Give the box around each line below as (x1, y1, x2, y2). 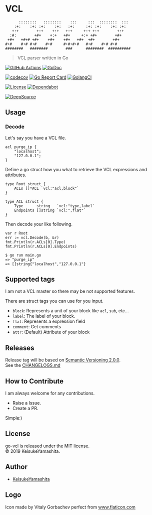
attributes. (5, 172, 26, 178)
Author (5, 463, 27, 471)
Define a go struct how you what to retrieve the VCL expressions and (5, 166, 147, 172)
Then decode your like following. (5, 221, 73, 227)
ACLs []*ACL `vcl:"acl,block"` (14, 186, 79, 191)
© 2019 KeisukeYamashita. (5, 448, 60, 454)
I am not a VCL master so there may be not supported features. (5, 288, 135, 294)
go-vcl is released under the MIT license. (5, 443, 90, 449)
